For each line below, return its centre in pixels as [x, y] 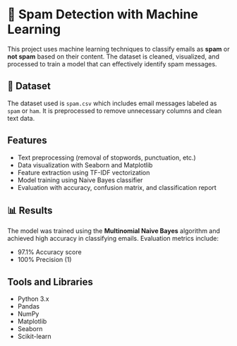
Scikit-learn [34, 336]
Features [27, 141]
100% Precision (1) [44, 260]
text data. [21, 118]
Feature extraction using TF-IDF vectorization [84, 172]
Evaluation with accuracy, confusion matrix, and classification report [117, 187]
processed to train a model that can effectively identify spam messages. [112, 64]
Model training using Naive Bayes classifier [80, 180]
